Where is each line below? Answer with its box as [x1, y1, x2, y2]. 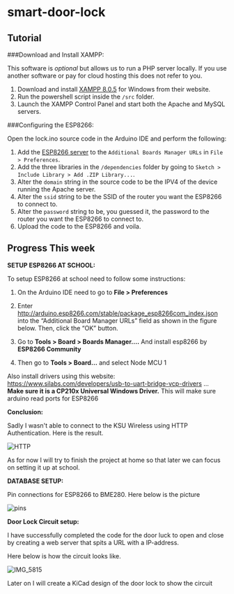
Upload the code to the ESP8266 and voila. [17, 222, 141, 231]
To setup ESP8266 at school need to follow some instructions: [7, 274, 186, 283]
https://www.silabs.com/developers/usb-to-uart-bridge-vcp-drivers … [7, 379, 209, 388]
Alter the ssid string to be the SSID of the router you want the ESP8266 [17, 193, 222, 201]
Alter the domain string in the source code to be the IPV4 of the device [17, 178, 218, 186]
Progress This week [7, 242, 95, 254]
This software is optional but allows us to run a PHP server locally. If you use [7, 64, 227, 72]
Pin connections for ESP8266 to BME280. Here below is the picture [7, 490, 201, 498]
